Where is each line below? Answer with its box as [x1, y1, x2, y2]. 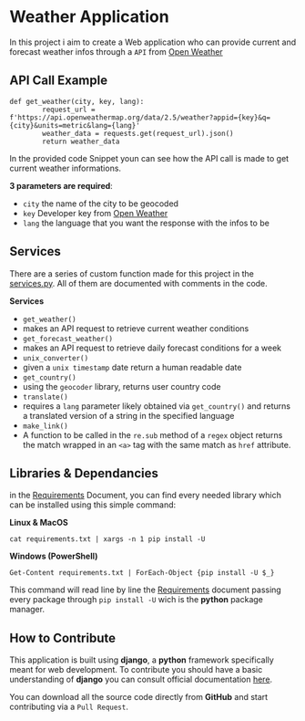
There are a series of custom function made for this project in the [9, 267, 255, 279]
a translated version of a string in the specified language [22, 410, 235, 421]
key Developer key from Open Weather [22, 207, 168, 218]
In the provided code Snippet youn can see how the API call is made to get [9, 152, 290, 163]
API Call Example [9, 73, 107, 89]
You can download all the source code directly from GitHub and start [9, 692, 269, 703]
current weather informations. [9, 162, 121, 173]
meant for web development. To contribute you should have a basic [9, 664, 263, 675]
